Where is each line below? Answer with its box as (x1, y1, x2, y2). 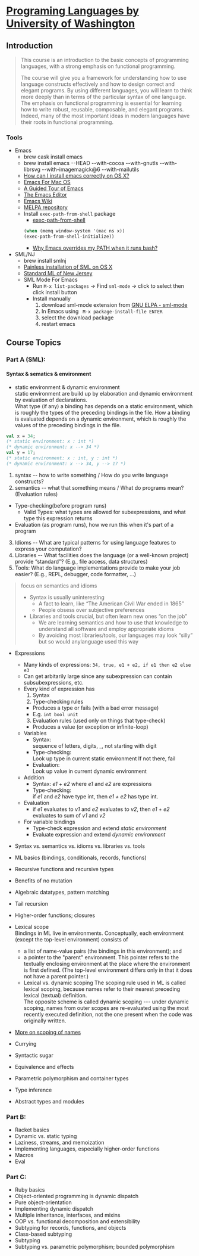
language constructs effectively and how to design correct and (20, 80, 175, 88)
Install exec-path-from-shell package (23, 210, 116, 217)
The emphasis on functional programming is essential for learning (20, 100, 182, 107)
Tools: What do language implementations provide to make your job (14, 564, 181, 571)
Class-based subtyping (14, 1230, 72, 1238)
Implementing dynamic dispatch (14, 1205, 94, 1213)
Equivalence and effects (14, 1063, 74, 1070)
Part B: (6, 1112, 27, 1121)
